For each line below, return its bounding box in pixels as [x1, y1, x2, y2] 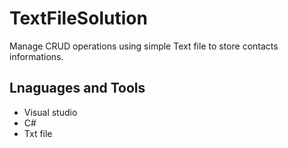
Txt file [23, 127, 53, 139]
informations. [9, 50, 64, 62]
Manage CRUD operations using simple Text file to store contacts [9, 40, 279, 52]
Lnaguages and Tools [9, 80, 146, 97]
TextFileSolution [9, 7, 148, 30]
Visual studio [23, 106, 78, 118]
